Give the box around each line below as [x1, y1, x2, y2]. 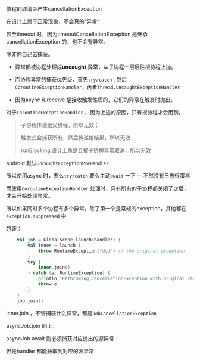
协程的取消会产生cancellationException [6, 5, 102, 12]
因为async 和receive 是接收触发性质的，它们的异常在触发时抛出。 [14, 96, 176, 103]
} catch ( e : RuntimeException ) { [27, 270, 111, 276]
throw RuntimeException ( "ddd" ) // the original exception [37, 248, 185, 254]
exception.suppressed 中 [6, 212, 67, 219]
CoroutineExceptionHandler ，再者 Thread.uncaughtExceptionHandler [14, 83, 180, 91]
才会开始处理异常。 [6, 193, 54, 199]
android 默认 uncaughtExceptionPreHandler [6, 160, 109, 166]
